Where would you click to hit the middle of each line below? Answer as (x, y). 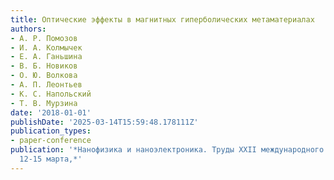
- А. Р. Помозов (44, 38)
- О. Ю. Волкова (44, 76)
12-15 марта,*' (51, 159)
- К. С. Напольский (51, 94)
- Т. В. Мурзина (44, 103)
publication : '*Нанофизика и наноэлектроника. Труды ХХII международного (167, 150)
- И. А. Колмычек (46, 47)
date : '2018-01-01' (51, 112)
